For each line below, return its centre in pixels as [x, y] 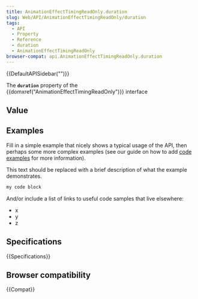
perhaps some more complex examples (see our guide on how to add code [99, 151]
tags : [13, 23]
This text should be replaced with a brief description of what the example [97, 169]
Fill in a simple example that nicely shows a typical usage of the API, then [97, 145]
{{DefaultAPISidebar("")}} [38, 73]
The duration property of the [42, 85]
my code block [24, 187]
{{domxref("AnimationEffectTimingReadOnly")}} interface [77, 91]
